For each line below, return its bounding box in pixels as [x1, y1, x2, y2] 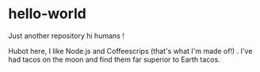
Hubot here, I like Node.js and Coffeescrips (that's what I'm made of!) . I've [8, 46, 253, 55]
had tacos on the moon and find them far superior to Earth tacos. [8, 55, 220, 64]
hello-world [8, 5, 87, 23]
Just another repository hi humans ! [8, 31, 124, 40]
